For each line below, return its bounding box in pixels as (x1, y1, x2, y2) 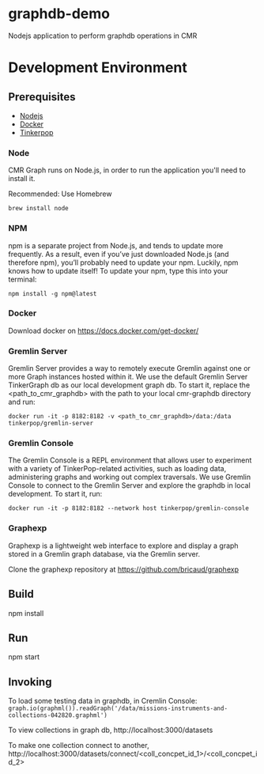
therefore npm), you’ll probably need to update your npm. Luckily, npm (8, 258, 239, 267)
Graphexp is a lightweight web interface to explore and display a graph (8, 541, 239, 550)
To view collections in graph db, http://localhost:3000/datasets (8, 725, 213, 735)
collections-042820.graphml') (8, 712, 108, 719)
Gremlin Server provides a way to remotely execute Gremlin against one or (8, 364, 251, 373)
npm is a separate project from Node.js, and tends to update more (8, 240, 224, 250)
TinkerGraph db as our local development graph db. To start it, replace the (8, 380, 251, 390)
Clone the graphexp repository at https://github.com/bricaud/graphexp (8, 564, 239, 574)
